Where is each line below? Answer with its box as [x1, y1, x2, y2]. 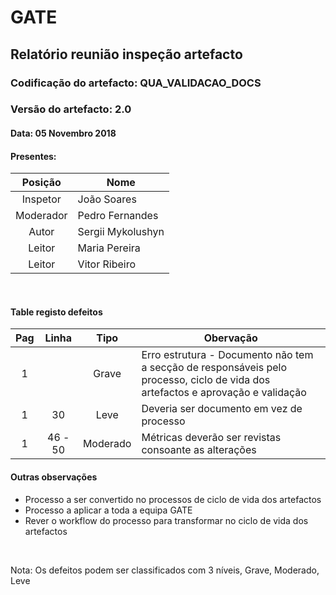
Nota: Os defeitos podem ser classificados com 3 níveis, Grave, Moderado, [10, 564, 320, 576]
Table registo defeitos [10, 306, 103, 318]
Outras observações [10, 471, 98, 483]
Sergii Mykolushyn [77, 225, 165, 239]
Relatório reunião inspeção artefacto [10, 46, 243, 63]
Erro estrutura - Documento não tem [141, 348, 314, 362]
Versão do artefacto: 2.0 [10, 102, 132, 116]
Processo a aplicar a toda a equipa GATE [24, 504, 193, 516]
